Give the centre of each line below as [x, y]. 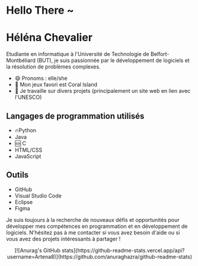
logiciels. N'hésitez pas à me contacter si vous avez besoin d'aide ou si [93, 232]
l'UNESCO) [28, 97]
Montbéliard [21, 61]
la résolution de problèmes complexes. [53, 67]
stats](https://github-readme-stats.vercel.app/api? [123, 250]
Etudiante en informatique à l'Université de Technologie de [78, 54]
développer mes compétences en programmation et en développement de [97, 226]
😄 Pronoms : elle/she [41, 79]
